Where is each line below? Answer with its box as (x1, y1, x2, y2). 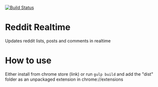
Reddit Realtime (5, 22, 71, 33)
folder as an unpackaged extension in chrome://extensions (5, 76, 123, 82)
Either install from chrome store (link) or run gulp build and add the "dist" (5, 71, 154, 77)
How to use (5, 55, 52, 66)
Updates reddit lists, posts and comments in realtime (5, 38, 111, 43)
